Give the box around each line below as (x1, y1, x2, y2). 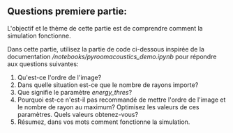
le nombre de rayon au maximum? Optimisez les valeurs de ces (17, 102, 200, 111)
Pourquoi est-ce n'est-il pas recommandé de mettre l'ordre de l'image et (17, 95, 226, 104)
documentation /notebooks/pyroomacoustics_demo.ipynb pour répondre (7, 52, 217, 61)
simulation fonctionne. (7, 31, 71, 40)
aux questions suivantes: (7, 59, 79, 68)
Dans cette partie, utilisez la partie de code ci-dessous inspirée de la (7, 45, 204, 53)
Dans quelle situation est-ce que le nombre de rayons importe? (17, 80, 199, 89)
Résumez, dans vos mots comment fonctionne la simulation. (17, 118, 190, 126)
